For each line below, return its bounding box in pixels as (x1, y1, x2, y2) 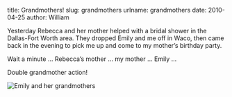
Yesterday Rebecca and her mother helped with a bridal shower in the (7, 27, 207, 35)
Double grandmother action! (7, 69, 88, 76)
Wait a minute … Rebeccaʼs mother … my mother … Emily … (7, 55, 177, 63)
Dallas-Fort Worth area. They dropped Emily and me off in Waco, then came (7, 34, 224, 42)
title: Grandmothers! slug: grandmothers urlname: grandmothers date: (7, 6, 207, 14)
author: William (26, 13, 69, 21)
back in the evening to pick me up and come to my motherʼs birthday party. (7, 42, 222, 49)
